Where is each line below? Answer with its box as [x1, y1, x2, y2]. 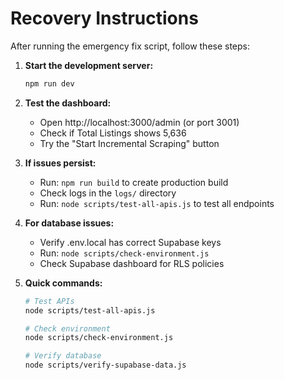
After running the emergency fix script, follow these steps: [10, 40, 251, 52]
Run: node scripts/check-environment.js [39, 247, 210, 259]
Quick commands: [24, 277, 103, 289]
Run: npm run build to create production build [39, 176, 229, 188]
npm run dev [24, 78, 75, 89]
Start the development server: [24, 59, 154, 71]
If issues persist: [24, 157, 97, 169]
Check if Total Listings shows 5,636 [39, 127, 187, 139]
